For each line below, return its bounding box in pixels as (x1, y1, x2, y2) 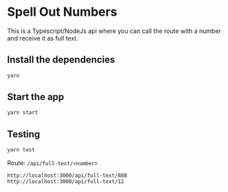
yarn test (7, 147, 36, 154)
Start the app (7, 91, 65, 103)
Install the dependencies (7, 54, 115, 66)
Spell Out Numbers (7, 4, 118, 20)
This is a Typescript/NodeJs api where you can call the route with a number (7, 27, 222, 35)
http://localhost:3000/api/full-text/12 (7, 178, 125, 185)
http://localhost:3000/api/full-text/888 (7, 172, 128, 179)
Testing (7, 128, 41, 140)
